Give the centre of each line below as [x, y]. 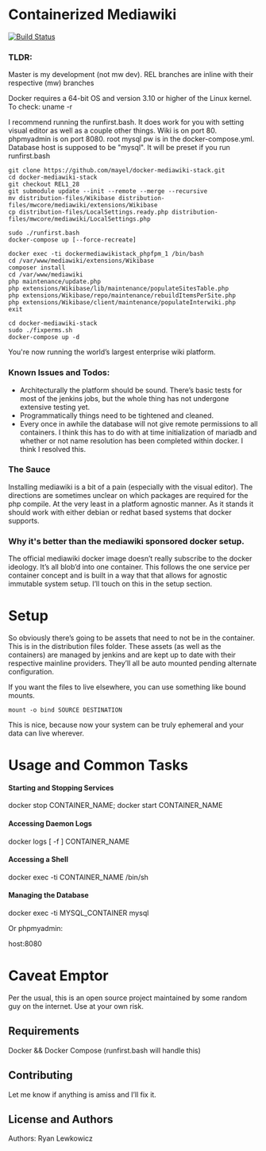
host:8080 [25, 944]
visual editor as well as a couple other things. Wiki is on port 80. [113, 131]
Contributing [40, 1075]
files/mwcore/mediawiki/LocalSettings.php [79, 219]
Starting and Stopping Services [61, 787]
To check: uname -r [40, 107]
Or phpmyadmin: [36, 929]
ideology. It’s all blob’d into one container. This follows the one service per [129, 567]
